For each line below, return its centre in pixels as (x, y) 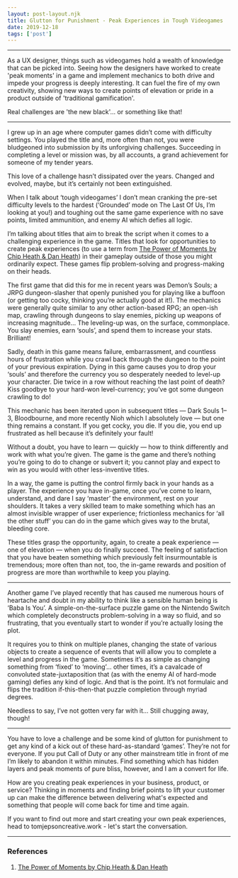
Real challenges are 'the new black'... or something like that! (95, 112)
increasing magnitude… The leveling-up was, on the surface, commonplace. (119, 323)
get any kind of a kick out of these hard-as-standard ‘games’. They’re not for (119, 746)
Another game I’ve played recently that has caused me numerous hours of (116, 593)
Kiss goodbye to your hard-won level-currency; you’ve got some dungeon (115, 389)
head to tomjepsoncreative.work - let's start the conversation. (97, 826)
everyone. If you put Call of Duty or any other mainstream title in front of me (118, 754)
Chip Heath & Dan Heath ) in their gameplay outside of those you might (110, 257)
